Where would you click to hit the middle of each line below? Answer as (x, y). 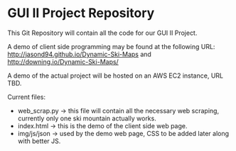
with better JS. (39, 141)
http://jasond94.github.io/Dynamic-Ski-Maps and (79, 54)
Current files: (27, 97)
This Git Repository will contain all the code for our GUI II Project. (102, 33)
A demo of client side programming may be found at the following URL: (111, 46)
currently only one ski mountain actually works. (87, 118)
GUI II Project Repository (81, 13)
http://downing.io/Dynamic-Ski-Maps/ (63, 61)
